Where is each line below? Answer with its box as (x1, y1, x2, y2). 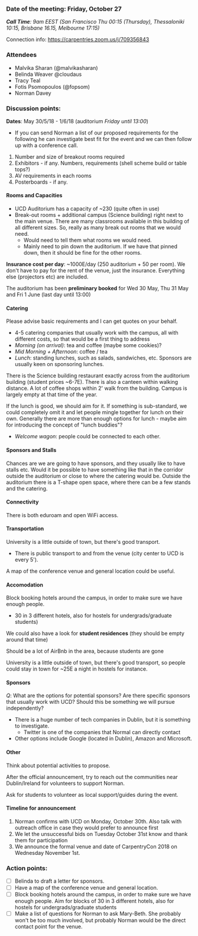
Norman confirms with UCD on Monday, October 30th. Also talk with (14, 818, 182, 825)
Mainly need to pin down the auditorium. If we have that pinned (23, 243, 177, 250)
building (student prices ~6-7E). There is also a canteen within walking (6, 379, 178, 386)
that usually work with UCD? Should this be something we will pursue (6, 698, 176, 706)
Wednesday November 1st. (14, 849, 80, 856)
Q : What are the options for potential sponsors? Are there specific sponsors (6, 692, 190, 699)
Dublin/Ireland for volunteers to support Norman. (6, 780, 125, 787)
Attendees (6, 51, 37, 59)
